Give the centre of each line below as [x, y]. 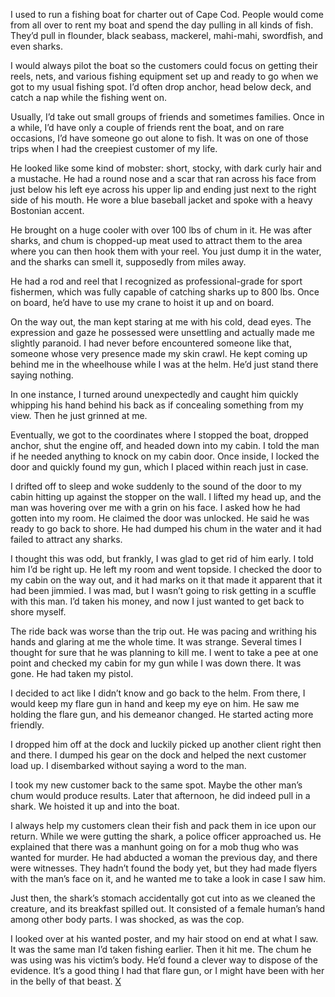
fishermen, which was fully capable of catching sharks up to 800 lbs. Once [165, 292]
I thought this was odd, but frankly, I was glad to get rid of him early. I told [162, 558]
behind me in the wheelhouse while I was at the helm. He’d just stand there [164, 364]
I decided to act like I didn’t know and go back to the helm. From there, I [158, 693]
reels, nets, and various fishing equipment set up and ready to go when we [164, 76]
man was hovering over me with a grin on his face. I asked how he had [155, 507]
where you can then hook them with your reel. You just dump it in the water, [166, 251]
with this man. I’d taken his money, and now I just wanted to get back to [157, 601]
